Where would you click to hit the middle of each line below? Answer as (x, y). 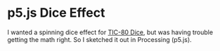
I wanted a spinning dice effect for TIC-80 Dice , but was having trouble (110, 32)
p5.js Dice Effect (56, 13)
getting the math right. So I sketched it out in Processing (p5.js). (99, 39)
